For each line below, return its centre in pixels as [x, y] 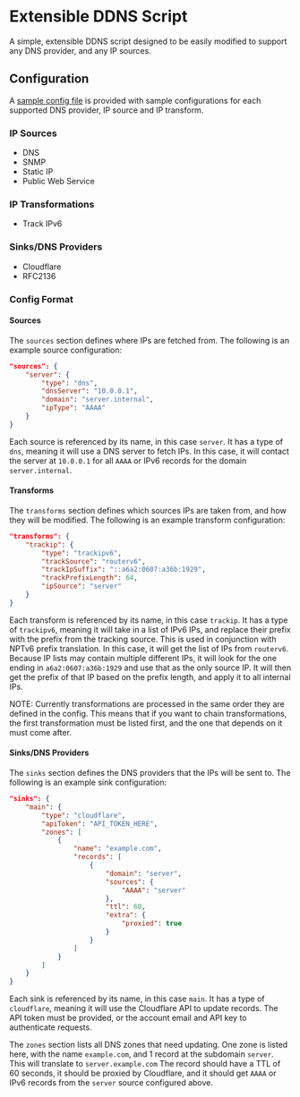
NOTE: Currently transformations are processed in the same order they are [147, 703]
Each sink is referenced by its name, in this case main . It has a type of [137, 999]
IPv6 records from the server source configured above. [111, 1083]
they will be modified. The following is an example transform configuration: [147, 520]
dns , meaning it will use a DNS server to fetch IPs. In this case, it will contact [149, 451]
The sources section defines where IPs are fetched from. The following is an [149, 340]
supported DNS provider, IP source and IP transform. [107, 110]
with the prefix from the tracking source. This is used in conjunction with [143, 639]
